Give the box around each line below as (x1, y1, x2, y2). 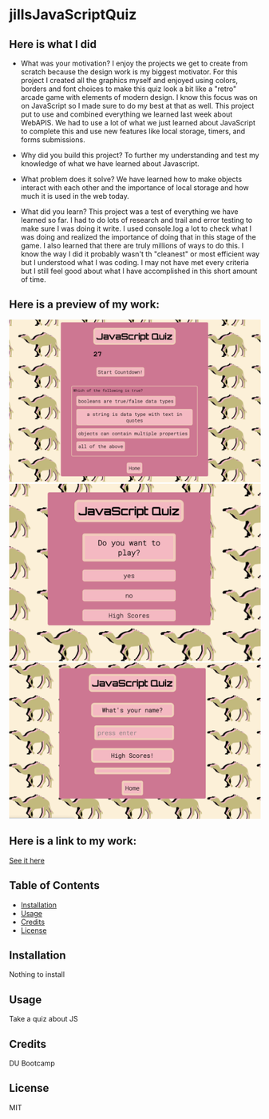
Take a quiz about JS (9, 1014, 78, 1024)
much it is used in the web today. (20, 192, 130, 200)
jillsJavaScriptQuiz (9, 6, 137, 24)
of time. (20, 275, 46, 284)
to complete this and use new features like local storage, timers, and (20, 126, 246, 136)
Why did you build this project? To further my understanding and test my (20, 150, 259, 160)
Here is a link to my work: (9, 835, 137, 848)
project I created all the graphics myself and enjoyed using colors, (20, 76, 239, 85)
